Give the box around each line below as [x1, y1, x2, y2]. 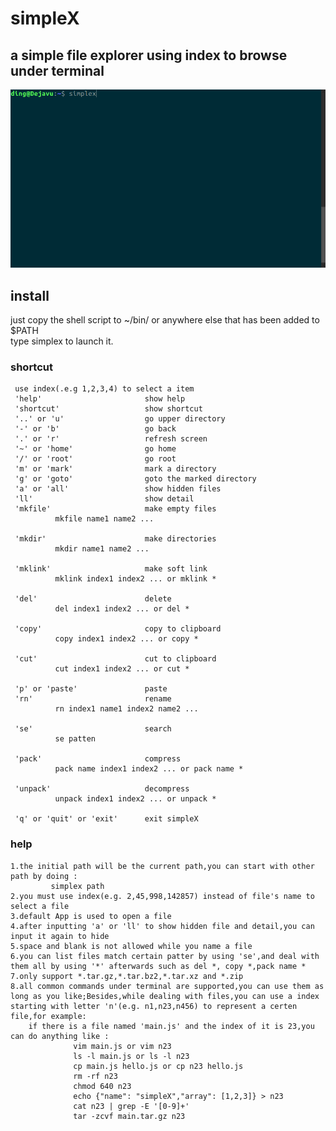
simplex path [50, 881, 105, 891]
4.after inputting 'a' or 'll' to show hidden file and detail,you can [10, 921, 315, 931]
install [10, 287, 50, 304]
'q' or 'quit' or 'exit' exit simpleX [14, 814, 199, 824]
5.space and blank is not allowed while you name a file [10, 941, 253, 951]
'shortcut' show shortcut [14, 404, 203, 414]
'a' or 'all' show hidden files [14, 484, 222, 494]
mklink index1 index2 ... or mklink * [54, 574, 217, 584]
